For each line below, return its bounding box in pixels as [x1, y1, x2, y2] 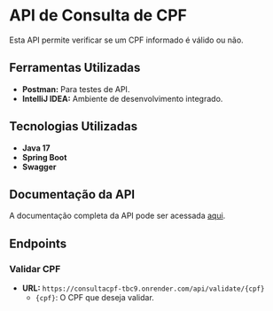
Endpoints [9, 236, 67, 251]
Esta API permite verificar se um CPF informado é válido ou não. [9, 35, 244, 45]
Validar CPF [9, 262, 61, 275]
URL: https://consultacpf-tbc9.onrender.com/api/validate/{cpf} [21, 283, 265, 293]
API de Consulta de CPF [9, 5, 188, 26]
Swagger [21, 161, 57, 172]
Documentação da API [9, 187, 136, 202]
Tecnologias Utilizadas [9, 119, 138, 134]
